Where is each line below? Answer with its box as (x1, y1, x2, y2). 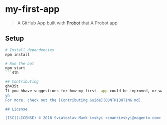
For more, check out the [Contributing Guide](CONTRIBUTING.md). (5, 98, 143, 103)
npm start (5, 65, 26, 70)
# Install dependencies (5, 47, 55, 53)
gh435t (5, 84, 19, 89)
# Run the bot (5, 61, 35, 66)
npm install (5, 52, 30, 57)
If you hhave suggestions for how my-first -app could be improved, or (5, 88, 157, 93)
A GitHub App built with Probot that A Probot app (17, 20, 118, 26)
